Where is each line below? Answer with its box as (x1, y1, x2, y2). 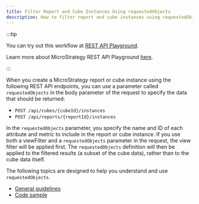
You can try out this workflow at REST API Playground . (6, 42, 139, 49)
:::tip (6, 30, 17, 37)
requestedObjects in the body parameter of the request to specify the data (6, 89, 188, 96)
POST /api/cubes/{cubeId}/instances (14, 108, 105, 114)
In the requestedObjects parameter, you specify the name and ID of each (6, 124, 184, 131)
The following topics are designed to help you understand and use (6, 167, 168, 174)
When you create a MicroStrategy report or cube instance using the (6, 76, 171, 83)
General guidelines (14, 184, 61, 192)
